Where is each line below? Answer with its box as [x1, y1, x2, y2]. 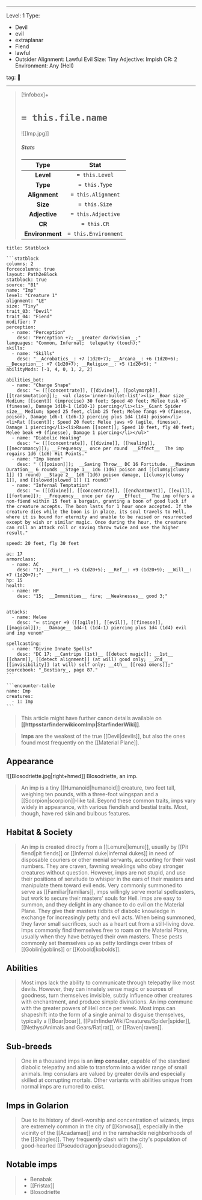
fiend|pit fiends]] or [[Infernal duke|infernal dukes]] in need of [20, 849, 174, 856]
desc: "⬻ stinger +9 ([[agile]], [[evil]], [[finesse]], [17, 619, 164, 626]
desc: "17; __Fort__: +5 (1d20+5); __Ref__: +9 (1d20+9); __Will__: [17, 567, 192, 573]
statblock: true [6, 277, 47, 283]
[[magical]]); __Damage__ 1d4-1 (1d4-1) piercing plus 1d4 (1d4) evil [6, 624, 187, 630]
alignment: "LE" [6, 298, 47, 304]
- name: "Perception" [11, 329, 66, 335]
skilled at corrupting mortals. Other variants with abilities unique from [20, 1076, 193, 1084]
